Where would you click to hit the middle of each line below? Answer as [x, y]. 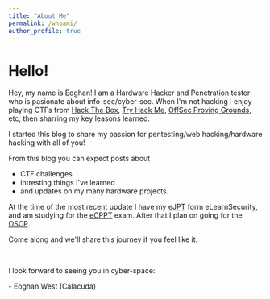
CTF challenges [46, 174]
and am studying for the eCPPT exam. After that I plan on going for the [126, 215]
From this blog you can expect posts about [79, 159]
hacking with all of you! [47, 143]
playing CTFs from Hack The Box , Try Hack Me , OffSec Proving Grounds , [130, 110]
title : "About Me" [39, 16]
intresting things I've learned [67, 183]
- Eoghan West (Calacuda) [52, 286]
